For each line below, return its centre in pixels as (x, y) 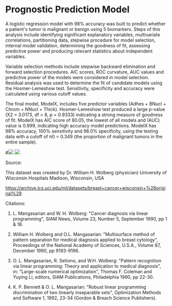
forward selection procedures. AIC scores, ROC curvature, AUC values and (85, 72)
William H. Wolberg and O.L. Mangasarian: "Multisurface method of (84, 234)
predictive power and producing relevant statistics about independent (79, 51)
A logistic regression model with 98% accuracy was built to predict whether (85, 24)
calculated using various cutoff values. (46, 94)
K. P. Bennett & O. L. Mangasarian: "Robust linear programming (79, 287)
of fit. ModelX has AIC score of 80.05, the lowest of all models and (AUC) (83, 120)
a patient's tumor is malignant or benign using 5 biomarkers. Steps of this (83, 29)
